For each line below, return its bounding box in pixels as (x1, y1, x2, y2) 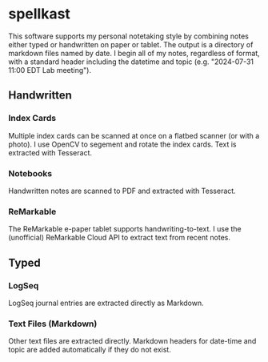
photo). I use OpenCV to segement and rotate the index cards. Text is (8, 139, 238, 149)
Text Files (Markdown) (8, 318, 98, 329)
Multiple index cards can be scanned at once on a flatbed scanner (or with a (8, 131, 260, 140)
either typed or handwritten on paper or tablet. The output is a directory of (8, 39, 254, 49)
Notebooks (8, 167, 53, 179)
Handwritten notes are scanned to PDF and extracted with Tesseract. (8, 186, 236, 195)
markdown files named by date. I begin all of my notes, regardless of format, (8, 48, 260, 58)
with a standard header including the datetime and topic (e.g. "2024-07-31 (8, 57, 254, 66)
